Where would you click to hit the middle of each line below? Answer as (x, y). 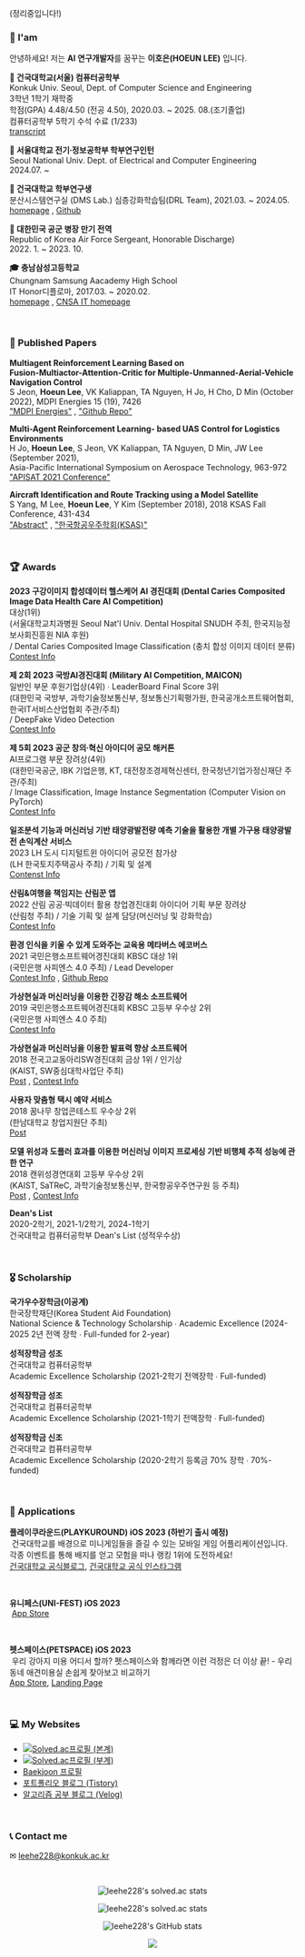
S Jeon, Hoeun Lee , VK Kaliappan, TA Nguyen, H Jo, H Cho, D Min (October (152, 391)
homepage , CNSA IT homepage (70, 301)
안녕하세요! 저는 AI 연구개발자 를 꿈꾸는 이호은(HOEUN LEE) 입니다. (128, 58)
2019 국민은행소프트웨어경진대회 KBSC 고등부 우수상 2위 (110, 1007)
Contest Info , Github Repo (59, 977)
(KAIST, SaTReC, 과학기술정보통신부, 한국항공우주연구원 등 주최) (124, 1185)
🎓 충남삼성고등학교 (44, 268)
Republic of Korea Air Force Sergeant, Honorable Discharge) (122, 240)
